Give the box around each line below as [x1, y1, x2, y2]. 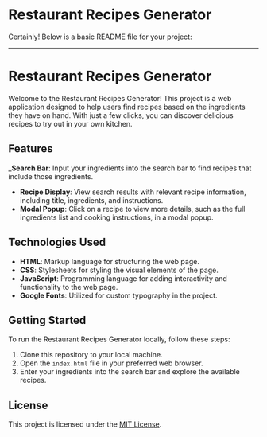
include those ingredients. [8, 171, 94, 181]
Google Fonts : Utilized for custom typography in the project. [19, 291, 218, 300]
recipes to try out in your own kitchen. [8, 119, 133, 128]
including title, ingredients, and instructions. [19, 195, 164, 205]
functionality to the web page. [19, 282, 118, 291]
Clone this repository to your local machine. [19, 350, 163, 360]
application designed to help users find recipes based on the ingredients [8, 102, 246, 111]
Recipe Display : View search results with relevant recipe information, [19, 187, 246, 197]
